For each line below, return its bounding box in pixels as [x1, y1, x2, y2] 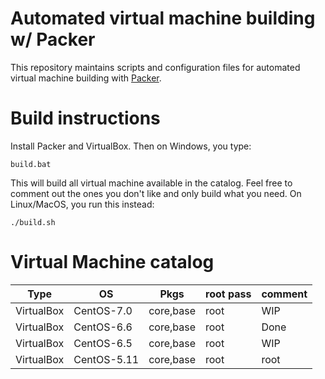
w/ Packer [10, 28, 96, 51]
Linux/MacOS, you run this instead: [10, 198, 155, 210]
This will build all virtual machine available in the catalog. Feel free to [10, 177, 293, 189]
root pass [205, 287, 252, 301]
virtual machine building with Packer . [10, 72, 162, 84]
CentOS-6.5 [73, 336, 133, 350]
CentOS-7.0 [73, 303, 133, 317]
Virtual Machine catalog [10, 251, 215, 274]
